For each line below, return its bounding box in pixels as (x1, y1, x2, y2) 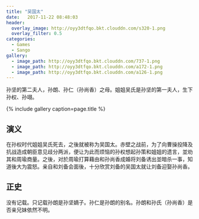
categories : (6, 36, 36, 42)
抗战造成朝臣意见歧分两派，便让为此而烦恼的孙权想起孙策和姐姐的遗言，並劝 (6, 149, 193, 156)
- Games (11, 42, 31, 48)
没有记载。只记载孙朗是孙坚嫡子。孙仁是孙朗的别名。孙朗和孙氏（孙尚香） (6, 199, 188, 206)
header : (6, 20, 25, 25)
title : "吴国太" (6, 8, 44, 15)
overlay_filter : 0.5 (11, 31, 62, 37)
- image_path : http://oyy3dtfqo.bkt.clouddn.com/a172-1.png (11, 63, 163, 70)
